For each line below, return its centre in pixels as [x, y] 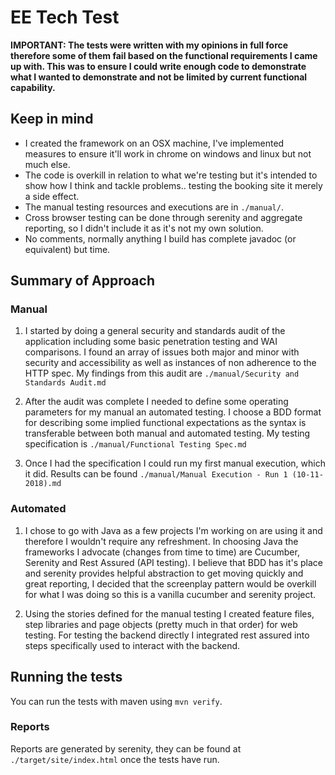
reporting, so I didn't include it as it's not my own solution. [144, 228]
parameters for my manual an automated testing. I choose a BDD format [173, 412]
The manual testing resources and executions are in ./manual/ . [154, 207]
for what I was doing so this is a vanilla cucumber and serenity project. [170, 594]
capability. [33, 87]
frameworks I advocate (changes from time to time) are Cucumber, [162, 552]
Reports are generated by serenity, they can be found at [126, 748]
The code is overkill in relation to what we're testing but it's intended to [171, 175]
